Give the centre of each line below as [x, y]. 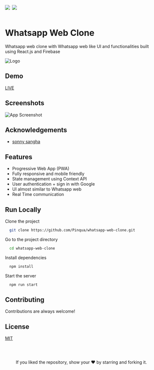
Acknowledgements [36, 130]
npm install [22, 266]
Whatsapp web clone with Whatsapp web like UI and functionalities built [77, 46]
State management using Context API [49, 179]
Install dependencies [26, 257]
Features [19, 157]
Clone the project [22, 221]
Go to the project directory [31, 239]
